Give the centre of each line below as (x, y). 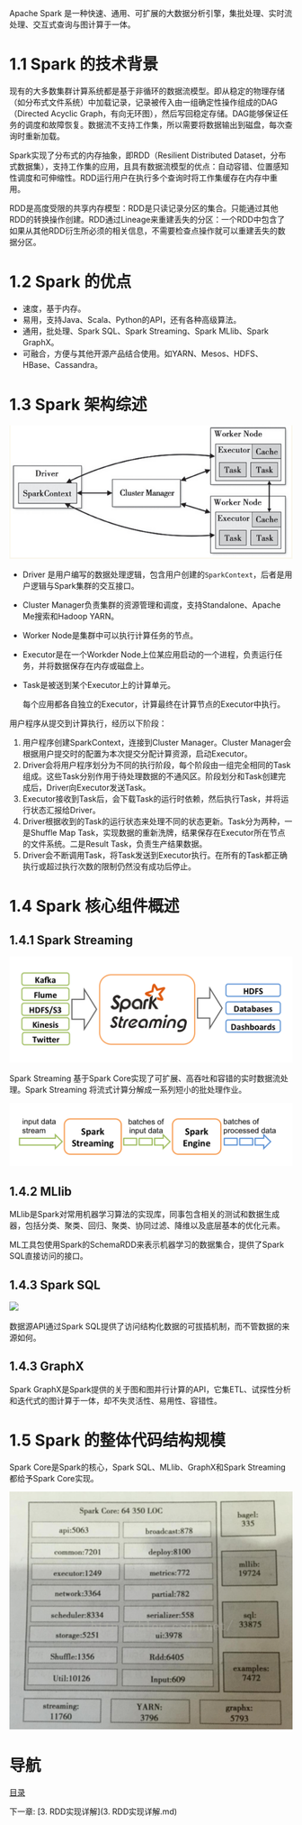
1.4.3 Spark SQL (55, 1284)
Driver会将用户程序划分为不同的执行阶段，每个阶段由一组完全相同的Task (156, 766)
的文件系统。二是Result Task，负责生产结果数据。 (115, 844)
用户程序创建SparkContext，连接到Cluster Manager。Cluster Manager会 (157, 743)
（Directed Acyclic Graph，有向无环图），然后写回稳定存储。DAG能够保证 (145, 113)
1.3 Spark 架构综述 (78, 405)
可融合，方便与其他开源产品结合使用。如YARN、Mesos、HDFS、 (142, 353)
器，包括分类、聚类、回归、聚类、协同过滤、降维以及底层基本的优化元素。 (147, 1225)
